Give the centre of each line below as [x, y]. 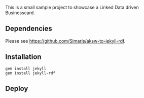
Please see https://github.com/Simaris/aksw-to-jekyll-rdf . [65, 41]
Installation [23, 57]
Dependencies [29, 29]
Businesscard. [20, 13]
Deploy [17, 89]
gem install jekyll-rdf [30, 73]
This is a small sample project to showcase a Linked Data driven [72, 7]
